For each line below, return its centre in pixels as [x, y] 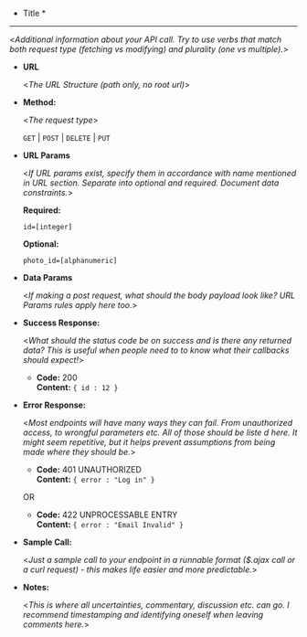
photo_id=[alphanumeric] [70, 260]
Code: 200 [57, 377]
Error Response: [54, 405]
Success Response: [61, 323]
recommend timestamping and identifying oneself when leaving [143, 615]
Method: [39, 102]
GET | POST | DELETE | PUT [66, 138]
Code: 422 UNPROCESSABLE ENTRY [107, 515]
